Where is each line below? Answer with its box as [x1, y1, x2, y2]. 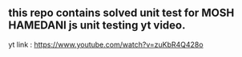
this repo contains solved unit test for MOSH [8, 6, 235, 20]
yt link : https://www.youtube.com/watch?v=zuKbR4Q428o [8, 40, 204, 49]
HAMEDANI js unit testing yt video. [8, 19, 186, 32]
